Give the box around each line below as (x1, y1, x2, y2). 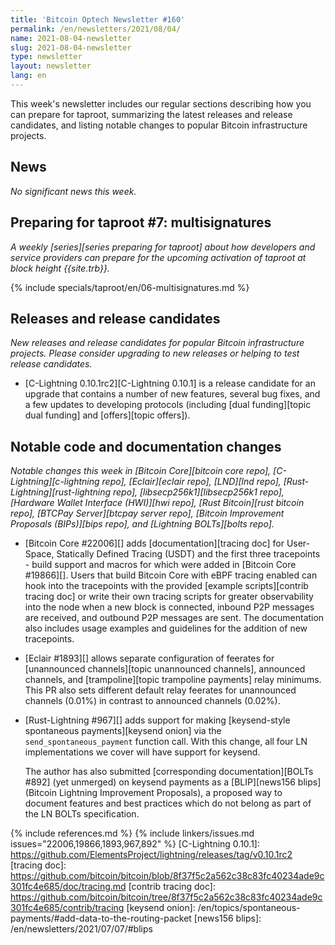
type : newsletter (10, 52, 83, 62)
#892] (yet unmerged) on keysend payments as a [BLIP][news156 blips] (24, 776, 322, 788)
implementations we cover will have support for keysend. (24, 746, 261, 758)
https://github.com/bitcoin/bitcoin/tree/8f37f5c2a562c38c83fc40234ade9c (10, 891, 323, 903)
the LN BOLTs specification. (24, 808, 140, 820)
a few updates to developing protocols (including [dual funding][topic (24, 399, 312, 411)
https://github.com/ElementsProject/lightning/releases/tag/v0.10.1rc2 (10, 849, 293, 861)
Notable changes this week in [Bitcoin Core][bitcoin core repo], (10, 465, 272, 477)
